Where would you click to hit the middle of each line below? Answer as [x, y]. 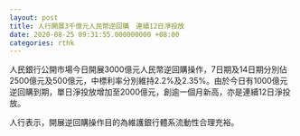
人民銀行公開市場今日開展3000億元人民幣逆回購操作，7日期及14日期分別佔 [148, 69]
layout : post [34, 18]
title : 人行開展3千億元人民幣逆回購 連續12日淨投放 [97, 26]
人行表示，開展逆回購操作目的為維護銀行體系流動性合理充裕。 [124, 122]
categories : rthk [42, 43]
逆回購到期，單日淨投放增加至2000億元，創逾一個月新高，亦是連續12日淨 [146, 92]
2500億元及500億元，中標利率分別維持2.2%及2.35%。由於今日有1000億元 [149, 81]
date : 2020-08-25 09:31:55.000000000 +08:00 [94, 34]
